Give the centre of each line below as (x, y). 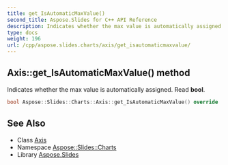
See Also (26, 124)
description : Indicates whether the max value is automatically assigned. (116, 26)
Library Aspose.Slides (48, 154)
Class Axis (32, 140)
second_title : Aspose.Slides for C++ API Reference (82, 20)
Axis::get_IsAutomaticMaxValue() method (99, 73)
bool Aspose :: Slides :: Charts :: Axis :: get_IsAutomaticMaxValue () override (113, 102)
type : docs (23, 33)
